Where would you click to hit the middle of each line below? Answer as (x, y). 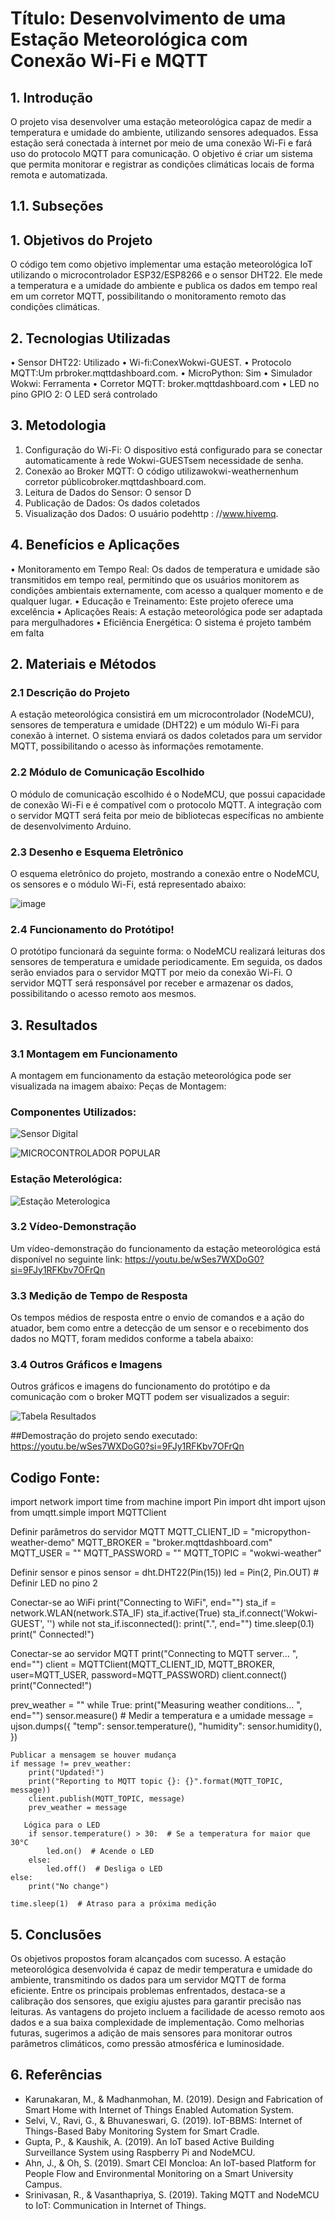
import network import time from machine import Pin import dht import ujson (168, 1502)
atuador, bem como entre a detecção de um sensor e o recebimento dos (160, 1328)
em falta (27, 633)
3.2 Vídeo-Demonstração (73, 1227)
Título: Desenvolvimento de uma (148, 18)
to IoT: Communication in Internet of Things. (115, 2205)
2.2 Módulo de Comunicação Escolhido (107, 772)
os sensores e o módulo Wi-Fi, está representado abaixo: (128, 884)
